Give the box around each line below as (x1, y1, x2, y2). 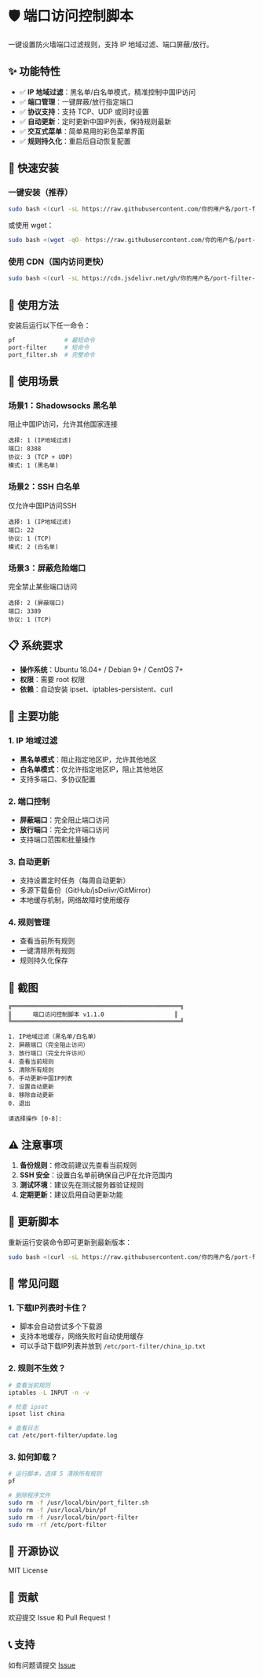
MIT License (8, 1565, 49, 1576)
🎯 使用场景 (8, 375, 59, 388)
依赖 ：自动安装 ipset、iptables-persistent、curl (19, 684, 174, 694)
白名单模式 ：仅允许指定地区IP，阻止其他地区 (19, 764, 164, 774)
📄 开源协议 (8, 1544, 59, 1558)
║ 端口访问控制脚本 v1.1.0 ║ (8, 1011, 178, 1018)
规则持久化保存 (19, 956, 68, 965)
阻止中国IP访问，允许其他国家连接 (8, 420, 118, 429)
